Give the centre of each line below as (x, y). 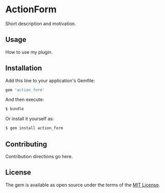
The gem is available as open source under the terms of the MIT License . (83, 185)
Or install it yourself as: (30, 119)
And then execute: (25, 100)
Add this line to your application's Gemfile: (50, 80)
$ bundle (15, 109)
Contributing (26, 144)
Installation (24, 68)
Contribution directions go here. (39, 156)
